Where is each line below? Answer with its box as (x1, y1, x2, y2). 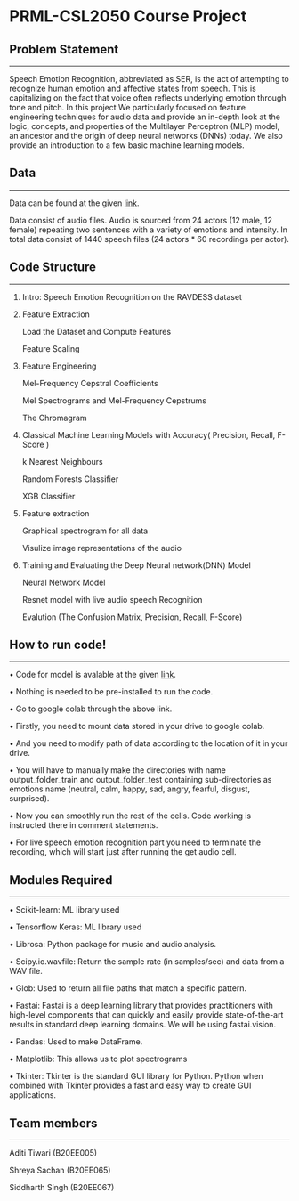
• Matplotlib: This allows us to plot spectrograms (9, 1053, 188, 1065)
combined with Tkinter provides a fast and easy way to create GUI (9, 1080, 252, 1091)
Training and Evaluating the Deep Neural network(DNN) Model (21, 559, 251, 571)
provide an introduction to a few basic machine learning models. (9, 140, 245, 150)
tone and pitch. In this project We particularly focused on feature (9, 102, 246, 112)
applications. (9, 1090, 56, 1100)
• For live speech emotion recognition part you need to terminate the (9, 837, 262, 848)
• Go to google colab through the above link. (9, 703, 173, 714)
